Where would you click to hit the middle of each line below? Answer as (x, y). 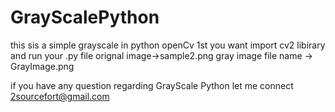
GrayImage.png (42, 66)
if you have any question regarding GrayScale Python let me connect (152, 85)
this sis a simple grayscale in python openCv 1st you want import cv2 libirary (168, 45)
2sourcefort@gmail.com (60, 96)
